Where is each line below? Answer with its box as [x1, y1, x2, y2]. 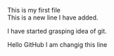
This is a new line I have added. [7, 13, 99, 22]
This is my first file [7, 6, 61, 14]
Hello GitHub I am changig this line [7, 41, 108, 48]
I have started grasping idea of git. [7, 27, 107, 35]
